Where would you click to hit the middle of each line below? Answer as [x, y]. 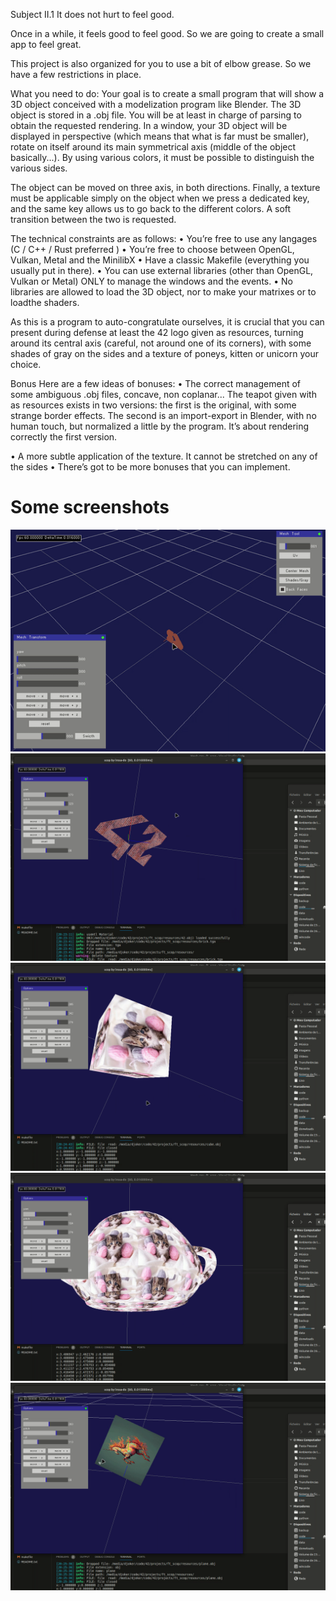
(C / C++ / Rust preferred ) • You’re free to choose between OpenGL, [152, 249]
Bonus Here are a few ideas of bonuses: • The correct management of [156, 383]
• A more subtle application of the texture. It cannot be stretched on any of [164, 456]
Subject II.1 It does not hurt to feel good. [92, 14]
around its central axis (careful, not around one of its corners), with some [161, 343]
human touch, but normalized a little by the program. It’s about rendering [160, 426]
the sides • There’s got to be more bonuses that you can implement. [150, 467]
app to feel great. [46, 44]
